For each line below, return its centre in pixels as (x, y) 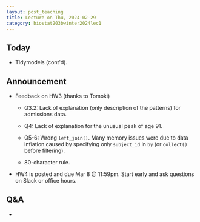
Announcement (36, 82)
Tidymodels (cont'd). (41, 62)
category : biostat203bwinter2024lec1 (54, 23)
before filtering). (45, 150)
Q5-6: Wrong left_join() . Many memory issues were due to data (106, 138)
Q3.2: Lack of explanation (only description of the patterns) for (102, 108)
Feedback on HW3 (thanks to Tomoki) (62, 96)
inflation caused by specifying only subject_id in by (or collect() (106, 144)
